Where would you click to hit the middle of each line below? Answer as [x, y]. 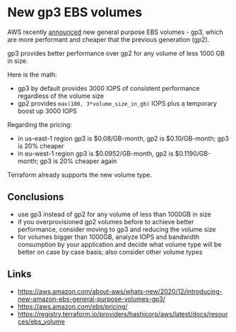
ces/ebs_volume [41, 321]
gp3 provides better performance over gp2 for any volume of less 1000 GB [116, 53]
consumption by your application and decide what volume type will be [119, 244]
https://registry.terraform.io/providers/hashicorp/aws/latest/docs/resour [123, 314]
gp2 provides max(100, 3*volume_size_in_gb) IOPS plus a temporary [117, 103]
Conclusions [36, 197]
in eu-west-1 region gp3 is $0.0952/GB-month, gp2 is [95, 153]
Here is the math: [33, 74]
